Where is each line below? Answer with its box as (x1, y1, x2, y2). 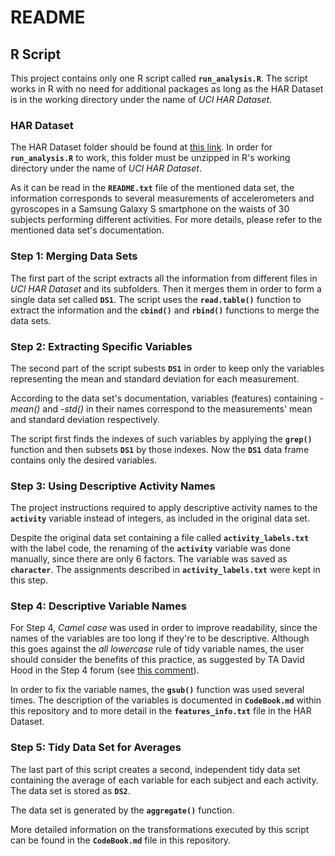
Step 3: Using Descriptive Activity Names (10, 479, 216, 493)
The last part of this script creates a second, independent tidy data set (10, 763, 301, 775)
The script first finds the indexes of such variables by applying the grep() (10, 432, 313, 445)
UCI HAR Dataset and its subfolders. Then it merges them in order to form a (10, 282, 322, 295)
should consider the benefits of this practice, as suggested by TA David (10, 654, 305, 666)
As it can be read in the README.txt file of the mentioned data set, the (10, 182, 295, 194)
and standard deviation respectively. (10, 413, 160, 425)
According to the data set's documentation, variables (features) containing (10, 392, 318, 404)
